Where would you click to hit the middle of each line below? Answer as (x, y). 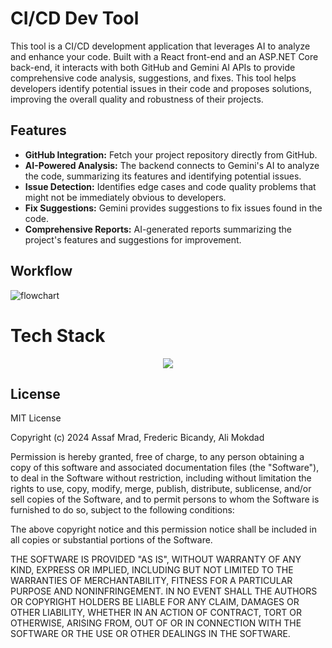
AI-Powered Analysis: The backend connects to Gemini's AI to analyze (172, 165)
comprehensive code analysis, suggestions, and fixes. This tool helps (153, 78)
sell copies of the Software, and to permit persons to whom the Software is (165, 499)
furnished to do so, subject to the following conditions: (122, 510)
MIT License (36, 418)
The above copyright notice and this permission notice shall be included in (163, 529)
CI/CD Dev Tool (75, 18)
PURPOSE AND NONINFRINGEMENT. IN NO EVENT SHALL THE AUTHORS (164, 591)
